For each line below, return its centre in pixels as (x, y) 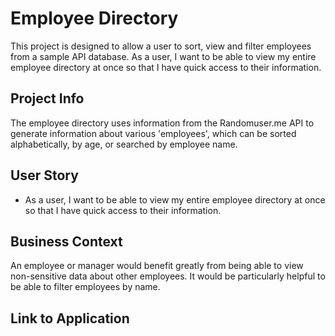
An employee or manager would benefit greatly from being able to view (157, 266)
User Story (44, 175)
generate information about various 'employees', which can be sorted (153, 133)
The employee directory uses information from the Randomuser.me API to (162, 123)
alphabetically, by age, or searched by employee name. (124, 144)
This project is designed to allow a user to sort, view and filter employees (161, 46)
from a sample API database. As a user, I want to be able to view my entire (163, 56)
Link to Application (70, 318)
